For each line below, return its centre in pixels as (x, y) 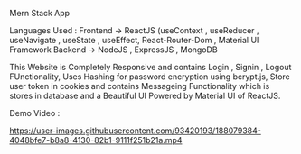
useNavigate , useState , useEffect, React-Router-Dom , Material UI (134, 40)
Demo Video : (35, 113)
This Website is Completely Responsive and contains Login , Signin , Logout (150, 67)
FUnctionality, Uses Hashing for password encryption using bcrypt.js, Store (150, 77)
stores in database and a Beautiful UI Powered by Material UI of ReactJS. (145, 95)
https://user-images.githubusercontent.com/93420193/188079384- (136, 131)
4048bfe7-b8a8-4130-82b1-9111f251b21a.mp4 (96, 140)
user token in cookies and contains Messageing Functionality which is (140, 86)
